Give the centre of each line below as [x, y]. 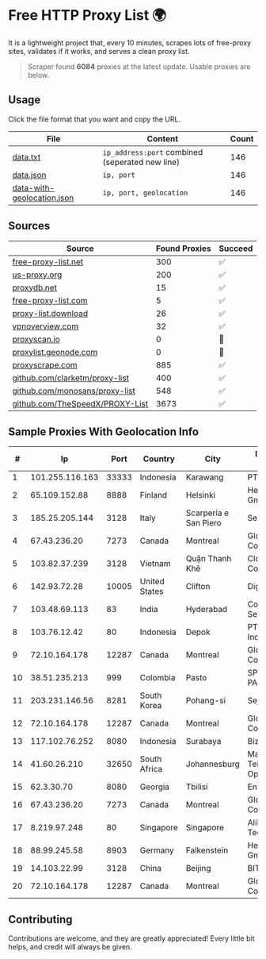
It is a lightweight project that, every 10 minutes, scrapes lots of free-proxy [130, 42]
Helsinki [201, 495]
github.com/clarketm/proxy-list [70, 378]
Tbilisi [197, 787]
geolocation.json [43, 198]
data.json [29, 175]
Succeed [236, 248]
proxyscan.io [36, 339]
